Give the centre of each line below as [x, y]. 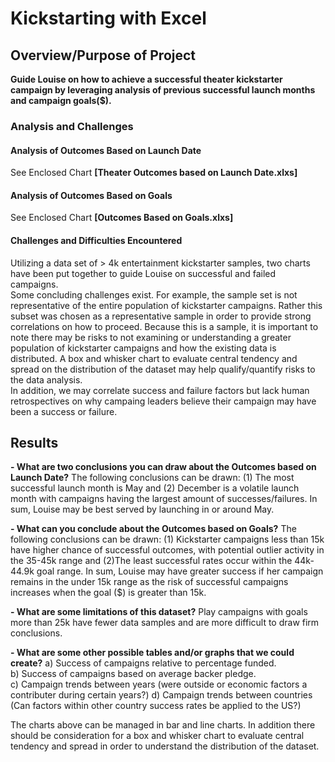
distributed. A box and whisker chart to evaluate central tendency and [154, 358]
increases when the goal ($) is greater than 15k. [108, 593]
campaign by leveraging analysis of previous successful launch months [163, 90]
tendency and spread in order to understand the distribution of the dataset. [165, 746]
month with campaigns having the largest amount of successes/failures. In [164, 499]
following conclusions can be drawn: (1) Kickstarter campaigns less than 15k [167, 539]
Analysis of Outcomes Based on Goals [91, 195]
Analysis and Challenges [72, 126]
